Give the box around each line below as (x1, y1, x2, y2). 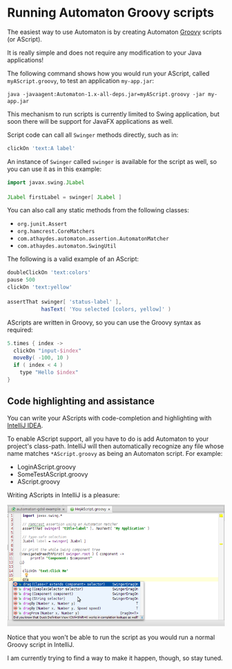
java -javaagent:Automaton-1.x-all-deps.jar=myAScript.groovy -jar (7, 91, 206, 98)
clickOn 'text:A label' (7, 145, 76, 152)
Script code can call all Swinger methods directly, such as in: (7, 130, 179, 139)
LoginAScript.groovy (17, 462, 76, 471)
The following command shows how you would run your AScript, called (7, 69, 210, 77)
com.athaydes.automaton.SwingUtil (17, 243, 117, 250)
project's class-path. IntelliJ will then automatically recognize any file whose (7, 441, 224, 450)
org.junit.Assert (17, 221, 68, 228)
